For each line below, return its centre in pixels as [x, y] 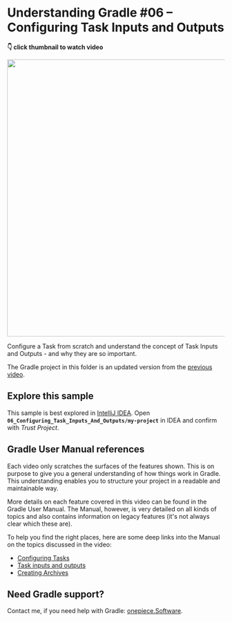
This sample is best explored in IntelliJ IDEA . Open [79, 413]
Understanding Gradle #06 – [90, 13]
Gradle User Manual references [76, 449]
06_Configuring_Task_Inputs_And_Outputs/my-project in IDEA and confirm [112, 420]
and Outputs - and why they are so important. [72, 353]
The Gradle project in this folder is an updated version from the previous [110, 367]
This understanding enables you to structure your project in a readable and [114, 481]
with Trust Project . [33, 427]
